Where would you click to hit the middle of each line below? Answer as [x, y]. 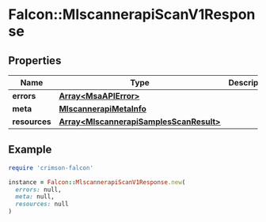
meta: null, [35, 197]
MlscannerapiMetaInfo [103, 109]
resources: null [42, 204]
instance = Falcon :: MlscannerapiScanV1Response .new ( [97, 182]
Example [30, 150]
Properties [35, 60]
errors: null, [38, 190]
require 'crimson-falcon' [51, 167]
